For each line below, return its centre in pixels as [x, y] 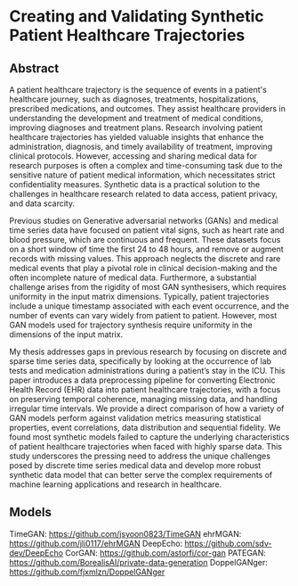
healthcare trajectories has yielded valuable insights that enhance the [137, 137]
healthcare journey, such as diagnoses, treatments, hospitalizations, [134, 99]
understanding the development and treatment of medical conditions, [137, 118]
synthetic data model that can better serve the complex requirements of [141, 475]
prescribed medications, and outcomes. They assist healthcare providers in [148, 108]
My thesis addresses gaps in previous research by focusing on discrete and [148, 351]
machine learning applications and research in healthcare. [116, 484]
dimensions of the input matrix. [66, 334]
